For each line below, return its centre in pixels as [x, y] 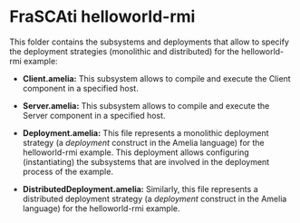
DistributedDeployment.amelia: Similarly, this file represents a [140, 189]
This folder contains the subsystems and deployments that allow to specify [150, 42]
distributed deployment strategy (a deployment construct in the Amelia [155, 199]
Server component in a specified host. [94, 115]
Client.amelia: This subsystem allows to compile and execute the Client [157, 78]
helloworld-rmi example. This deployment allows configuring [135, 152]
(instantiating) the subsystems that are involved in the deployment [146, 161]
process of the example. [68, 171]
